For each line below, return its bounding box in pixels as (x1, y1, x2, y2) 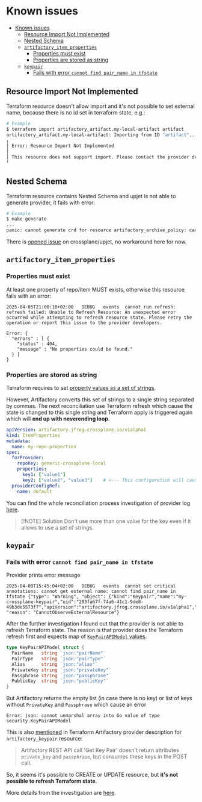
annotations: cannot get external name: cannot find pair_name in (6, 589, 176, 595)
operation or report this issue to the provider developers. (6, 319, 163, 326)
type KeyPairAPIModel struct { (6, 645, 85, 651)
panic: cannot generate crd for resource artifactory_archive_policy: (6, 227, 187, 233)
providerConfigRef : (11, 483, 61, 489)
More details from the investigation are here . (6, 789, 116, 797)
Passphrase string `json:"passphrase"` (11, 672, 112, 678)
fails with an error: (6, 292, 52, 299)
